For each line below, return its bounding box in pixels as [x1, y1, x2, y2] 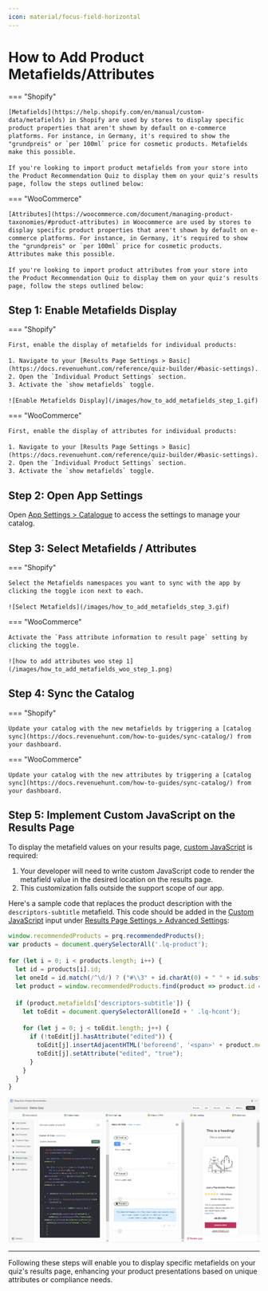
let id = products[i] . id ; [15, 966, 102, 974]
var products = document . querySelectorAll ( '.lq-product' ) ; [8, 940, 209, 948]
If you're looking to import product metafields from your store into [8, 163, 248, 171]
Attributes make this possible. [8, 250, 116, 258]
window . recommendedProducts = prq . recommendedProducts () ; [8, 931, 205, 940]
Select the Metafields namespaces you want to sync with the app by [8, 579, 241, 587]
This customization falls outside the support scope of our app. [19, 883, 225, 892]
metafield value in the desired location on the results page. [19, 874, 214, 884]
